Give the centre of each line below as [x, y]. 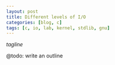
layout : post [22, 11]
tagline [15, 45]
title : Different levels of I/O [46, 17]
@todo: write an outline [35, 56]
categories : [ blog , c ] [34, 22]
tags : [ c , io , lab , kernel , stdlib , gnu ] [58, 28]
